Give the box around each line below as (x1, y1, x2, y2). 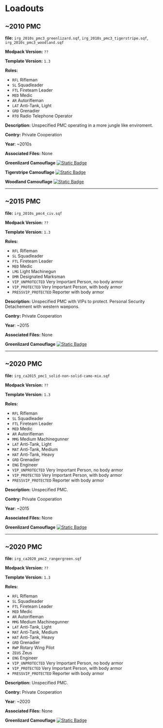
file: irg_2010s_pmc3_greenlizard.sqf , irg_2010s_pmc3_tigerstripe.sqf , (5, 35, 148, 41)
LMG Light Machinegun (12, 268, 56, 274)
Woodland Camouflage (5, 179, 52, 184)
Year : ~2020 (5, 699, 31, 705)
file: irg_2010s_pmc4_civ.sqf (5, 210, 62, 216)
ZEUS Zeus (12, 650, 33, 656)
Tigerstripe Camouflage (5, 169, 55, 175)
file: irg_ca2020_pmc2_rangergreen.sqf (5, 556, 82, 562)
